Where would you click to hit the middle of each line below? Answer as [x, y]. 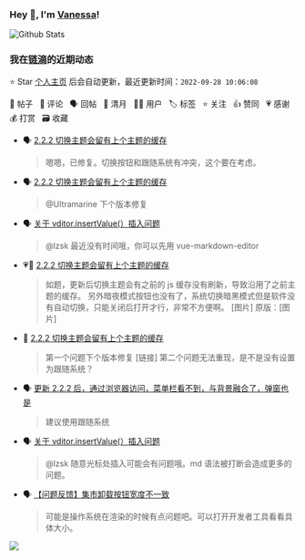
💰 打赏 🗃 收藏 [39, 118]
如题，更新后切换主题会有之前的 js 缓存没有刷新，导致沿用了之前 [167, 284]
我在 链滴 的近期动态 [51, 60]
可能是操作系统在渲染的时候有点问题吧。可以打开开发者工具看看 [165, 516]
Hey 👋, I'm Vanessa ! [55, 15]
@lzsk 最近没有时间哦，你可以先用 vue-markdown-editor [152, 245]
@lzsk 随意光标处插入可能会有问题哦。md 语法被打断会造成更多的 [169, 463]
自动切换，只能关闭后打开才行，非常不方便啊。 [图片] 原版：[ [168, 307]
